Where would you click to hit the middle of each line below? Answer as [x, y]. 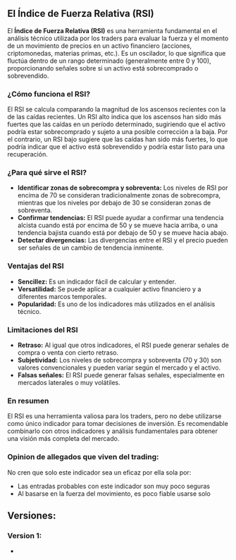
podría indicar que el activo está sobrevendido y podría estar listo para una [116, 147]
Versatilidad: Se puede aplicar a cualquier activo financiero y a [109, 289]
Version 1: [25, 535]
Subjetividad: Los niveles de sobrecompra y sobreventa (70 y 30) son [119, 360]
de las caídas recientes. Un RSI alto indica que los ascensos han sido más [114, 117]
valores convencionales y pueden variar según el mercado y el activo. [119, 367]
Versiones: [32, 515]
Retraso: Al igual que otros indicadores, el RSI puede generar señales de [123, 345]
